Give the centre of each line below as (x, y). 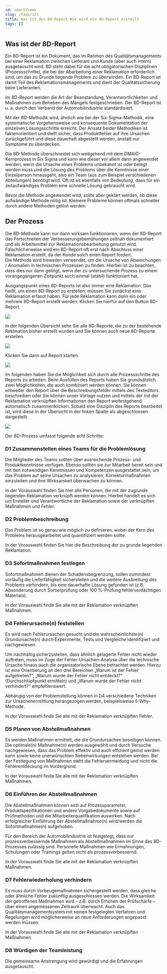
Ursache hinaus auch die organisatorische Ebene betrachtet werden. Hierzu (83, 665)
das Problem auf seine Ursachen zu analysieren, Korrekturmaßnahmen (78, 476)
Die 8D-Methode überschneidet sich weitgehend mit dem (64, 154)
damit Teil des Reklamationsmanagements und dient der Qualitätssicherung (83, 82)
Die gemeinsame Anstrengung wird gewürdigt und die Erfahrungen (74, 961)
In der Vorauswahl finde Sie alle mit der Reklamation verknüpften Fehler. (79, 716)
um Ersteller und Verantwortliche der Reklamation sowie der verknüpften (80, 501)
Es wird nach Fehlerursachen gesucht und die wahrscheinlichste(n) (74, 634)
